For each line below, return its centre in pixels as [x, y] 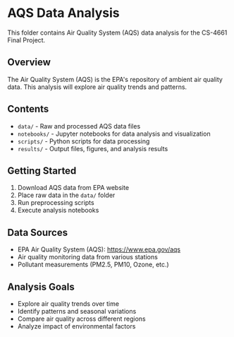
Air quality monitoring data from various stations [88, 257]
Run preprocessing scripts [56, 203]
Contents [28, 109]
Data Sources [38, 232]
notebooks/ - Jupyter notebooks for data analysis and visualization [114, 134]
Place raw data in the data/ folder [66, 195]
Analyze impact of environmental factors [76, 326]
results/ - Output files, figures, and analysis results [93, 148]
